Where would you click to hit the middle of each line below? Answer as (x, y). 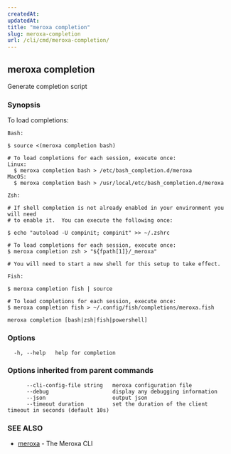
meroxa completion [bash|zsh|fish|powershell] (77, 320)
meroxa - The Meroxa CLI (55, 444)
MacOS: (17, 177)
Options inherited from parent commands (81, 371)
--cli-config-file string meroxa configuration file (109, 385)
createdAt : (23, 14)
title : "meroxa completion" (49, 27)
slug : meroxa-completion (44, 34)
